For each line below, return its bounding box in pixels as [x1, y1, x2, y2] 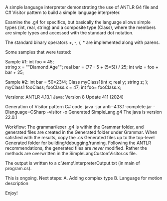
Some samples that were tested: [5, 49, 71, 55]
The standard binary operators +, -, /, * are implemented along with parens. [5, 39, 160, 45]
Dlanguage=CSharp [5, 109, 46, 115]
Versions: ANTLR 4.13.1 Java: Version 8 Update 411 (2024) [5, 94, 124, 100]
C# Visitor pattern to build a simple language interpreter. [5, 9, 121, 15]
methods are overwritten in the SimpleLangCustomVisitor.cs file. [5, 151, 137, 156]
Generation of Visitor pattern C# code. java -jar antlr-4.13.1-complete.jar [5, 104, 152, 109]
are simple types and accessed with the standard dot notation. [5, 30, 134, 35]
